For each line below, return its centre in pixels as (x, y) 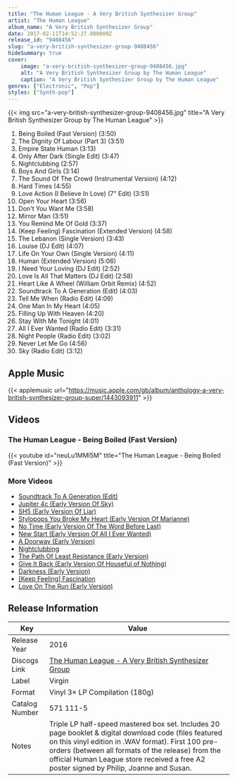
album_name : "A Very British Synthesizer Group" (81, 27)
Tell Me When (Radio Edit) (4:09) (65, 299)
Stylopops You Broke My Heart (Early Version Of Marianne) (104, 518)
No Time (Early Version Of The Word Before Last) (90, 526)
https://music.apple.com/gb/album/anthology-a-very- (146, 390)
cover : (18, 60)
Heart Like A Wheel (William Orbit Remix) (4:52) (87, 283)
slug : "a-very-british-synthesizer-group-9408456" (84, 47)
